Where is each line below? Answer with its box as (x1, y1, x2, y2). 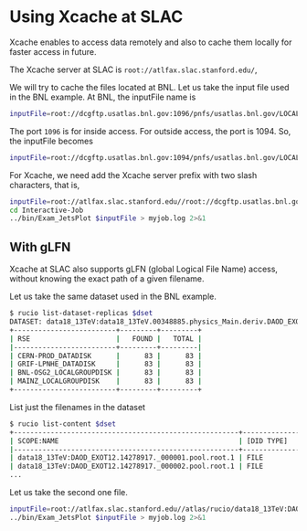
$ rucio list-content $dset (9, 419, 117, 429)
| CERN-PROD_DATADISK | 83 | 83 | (9, 351, 203, 360)
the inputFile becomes (9, 135, 94, 146)
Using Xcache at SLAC (9, 6, 184, 27)
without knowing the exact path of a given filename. (9, 273, 205, 284)
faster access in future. (9, 46, 97, 57)
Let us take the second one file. (9, 487, 128, 497)
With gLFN (9, 239, 71, 255)
